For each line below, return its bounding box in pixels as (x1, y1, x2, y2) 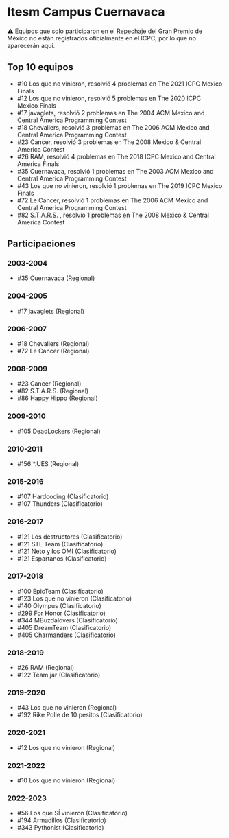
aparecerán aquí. (7, 41, 56, 49)
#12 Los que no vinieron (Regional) (16, 743, 115, 752)
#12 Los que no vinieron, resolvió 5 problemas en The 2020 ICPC (16, 94, 202, 102)
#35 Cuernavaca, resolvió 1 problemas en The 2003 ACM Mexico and (16, 167, 214, 175)
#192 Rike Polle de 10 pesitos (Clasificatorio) (16, 711, 143, 719)
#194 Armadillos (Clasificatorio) (16, 816, 106, 824)
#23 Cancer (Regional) (16, 380, 82, 388)
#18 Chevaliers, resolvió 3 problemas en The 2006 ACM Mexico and (16, 123, 210, 131)
